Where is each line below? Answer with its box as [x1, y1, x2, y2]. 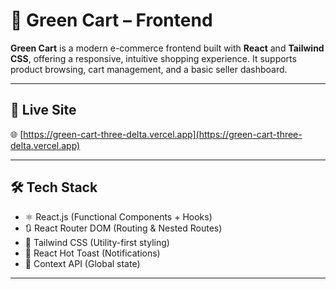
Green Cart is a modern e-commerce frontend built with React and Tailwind [10, 42, 325, 54]
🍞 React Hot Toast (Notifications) [24, 247, 161, 259]
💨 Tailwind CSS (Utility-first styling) [24, 236, 170, 248]
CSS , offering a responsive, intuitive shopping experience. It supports [10, 52, 297, 64]
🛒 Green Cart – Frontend [10, 9, 213, 32]
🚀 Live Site [10, 102, 77, 119]
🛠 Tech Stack [10, 179, 98, 196]
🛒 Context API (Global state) [24, 257, 141, 269]
